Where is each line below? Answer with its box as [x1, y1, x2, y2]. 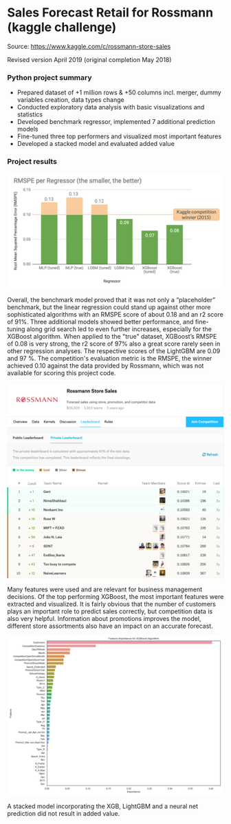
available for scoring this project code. [7, 369, 116, 377]
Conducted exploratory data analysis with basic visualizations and [16, 103, 205, 112]
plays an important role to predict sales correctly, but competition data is [7, 607, 213, 615]
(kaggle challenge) [7, 19, 117, 35]
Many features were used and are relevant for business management [7, 585, 203, 593]
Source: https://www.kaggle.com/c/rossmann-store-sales [7, 42, 171, 50]
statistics [16, 110, 43, 118]
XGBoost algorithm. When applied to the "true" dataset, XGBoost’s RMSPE [7, 332, 217, 341]
